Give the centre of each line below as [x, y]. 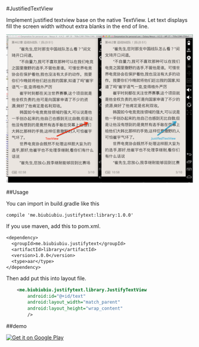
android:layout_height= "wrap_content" [75, 309]
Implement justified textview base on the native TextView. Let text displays [97, 20]
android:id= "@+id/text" [57, 296]
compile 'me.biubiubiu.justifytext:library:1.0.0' [70, 215]
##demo [17, 326]
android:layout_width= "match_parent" [74, 302]
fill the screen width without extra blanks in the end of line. [78, 26]
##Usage [17, 192]
